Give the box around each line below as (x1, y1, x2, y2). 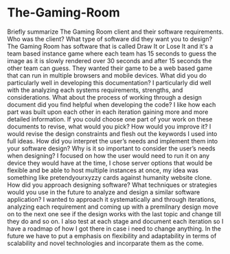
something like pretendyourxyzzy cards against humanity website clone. (7, 173, 212, 181)
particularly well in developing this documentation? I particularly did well (7, 78, 211, 86)
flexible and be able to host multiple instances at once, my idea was (7, 166, 199, 174)
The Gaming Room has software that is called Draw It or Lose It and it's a (7, 42, 214, 50)
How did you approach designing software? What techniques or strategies (7, 181, 218, 189)
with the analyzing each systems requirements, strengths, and (7, 86, 183, 94)
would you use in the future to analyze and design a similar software (7, 187, 200, 196)
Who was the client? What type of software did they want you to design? (7, 34, 213, 43)
